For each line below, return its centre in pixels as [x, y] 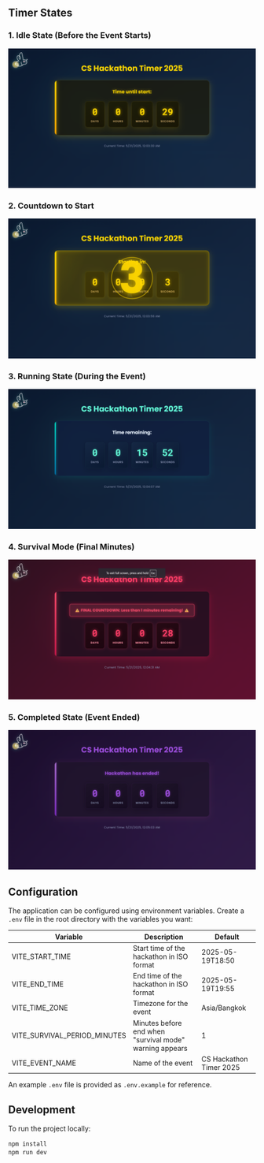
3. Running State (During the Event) [77, 376]
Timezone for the [161, 1004]
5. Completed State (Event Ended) [74, 717]
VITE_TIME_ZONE [40, 1008]
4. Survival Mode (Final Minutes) [71, 546]
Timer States [40, 13]
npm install [27, 1144]
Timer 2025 [221, 1067]
